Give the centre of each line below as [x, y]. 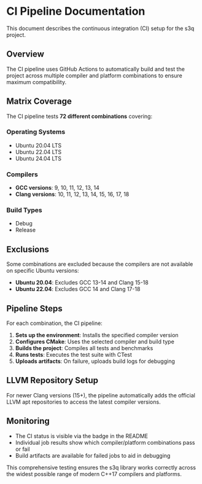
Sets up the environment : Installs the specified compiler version [97, 335]
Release [25, 230]
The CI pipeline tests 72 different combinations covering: [79, 116]
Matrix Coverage [39, 102]
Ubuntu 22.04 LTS [38, 152]
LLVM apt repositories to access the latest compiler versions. [84, 402]
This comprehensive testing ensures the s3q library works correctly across [101, 467]
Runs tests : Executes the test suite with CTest [73, 355]
